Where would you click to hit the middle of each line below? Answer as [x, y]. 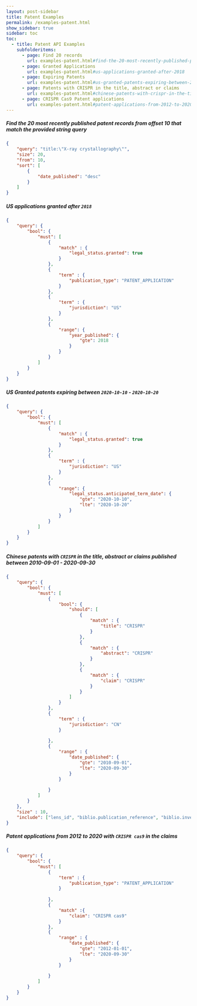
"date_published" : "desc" [69, 176]
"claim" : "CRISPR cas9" [98, 916]
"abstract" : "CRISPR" [127, 653]
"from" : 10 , [31, 160]
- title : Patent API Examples [48, 45]
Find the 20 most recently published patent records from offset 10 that [94, 123]
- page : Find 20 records [52, 55]
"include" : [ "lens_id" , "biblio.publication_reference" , [88, 817]
